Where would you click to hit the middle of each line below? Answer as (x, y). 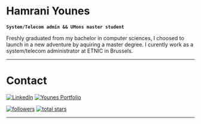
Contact (27, 81)
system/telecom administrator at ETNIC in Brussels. (70, 51)
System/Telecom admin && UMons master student (65, 27)
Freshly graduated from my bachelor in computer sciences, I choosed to (95, 38)
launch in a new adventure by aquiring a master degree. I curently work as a (100, 44)
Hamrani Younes (48, 11)
